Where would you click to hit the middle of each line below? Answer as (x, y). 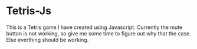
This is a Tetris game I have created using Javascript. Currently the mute (94, 27)
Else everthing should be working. (47, 40)
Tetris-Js (29, 11)
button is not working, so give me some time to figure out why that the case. (99, 33)
